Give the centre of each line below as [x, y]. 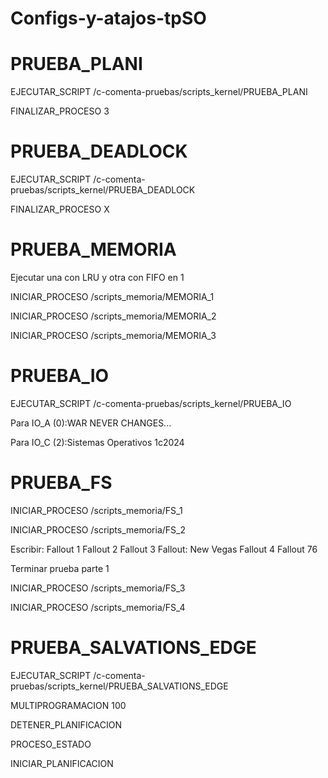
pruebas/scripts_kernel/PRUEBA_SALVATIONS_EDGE [119, 686]
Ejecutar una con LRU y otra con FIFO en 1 [97, 277]
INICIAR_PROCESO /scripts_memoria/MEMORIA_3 [113, 335]
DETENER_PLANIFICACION [66, 724]
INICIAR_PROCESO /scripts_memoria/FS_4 [98, 607]
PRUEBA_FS [61, 483]
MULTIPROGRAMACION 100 [68, 705]
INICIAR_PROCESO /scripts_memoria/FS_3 [98, 588]
